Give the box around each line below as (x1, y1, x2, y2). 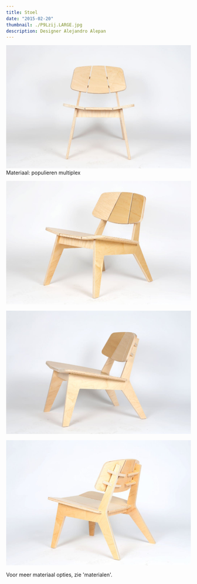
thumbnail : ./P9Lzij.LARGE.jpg (6, 22, 83, 28)
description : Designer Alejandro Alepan (6, 28, 107, 34)
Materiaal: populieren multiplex (6, 169, 81, 176)
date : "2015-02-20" (6, 15, 54, 22)
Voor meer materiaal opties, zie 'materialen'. (6, 571, 113, 578)
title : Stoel (6, 9, 38, 15)
